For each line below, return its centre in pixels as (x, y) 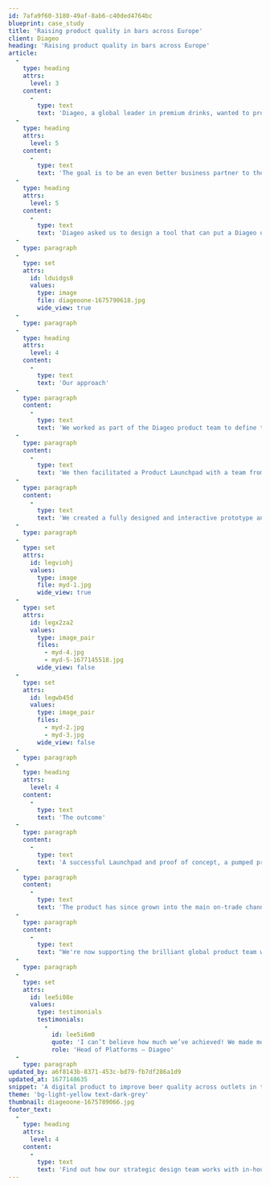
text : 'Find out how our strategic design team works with (138, 1169)
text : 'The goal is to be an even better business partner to (143, 173)
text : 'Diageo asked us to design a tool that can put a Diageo (147, 233)
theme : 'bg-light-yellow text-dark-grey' (79, 1094)
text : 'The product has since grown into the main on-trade (140, 907)
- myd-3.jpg (64, 735)
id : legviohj (51, 562)
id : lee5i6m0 (73, 1035)
